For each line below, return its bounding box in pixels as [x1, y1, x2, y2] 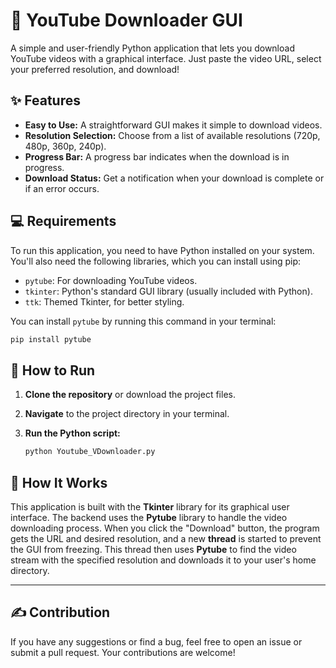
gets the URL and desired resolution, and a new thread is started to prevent [10, 532, 322, 544]
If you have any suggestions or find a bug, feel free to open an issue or [10, 635, 303, 648]
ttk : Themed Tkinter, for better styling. [24, 295, 185, 308]
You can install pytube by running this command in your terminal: [10, 315, 277, 327]
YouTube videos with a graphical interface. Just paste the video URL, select [10, 52, 322, 64]
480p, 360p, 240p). [24, 140, 107, 152]
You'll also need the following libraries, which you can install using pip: [10, 255, 302, 267]
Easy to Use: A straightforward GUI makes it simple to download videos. [24, 119, 323, 131]
